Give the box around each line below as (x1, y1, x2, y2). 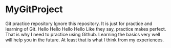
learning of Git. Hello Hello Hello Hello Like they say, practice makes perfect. (5, 26, 166, 32)
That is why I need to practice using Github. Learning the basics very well (5, 31, 160, 37)
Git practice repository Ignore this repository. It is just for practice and (5, 20, 153, 27)
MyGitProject (5, 4, 63, 15)
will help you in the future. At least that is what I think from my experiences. (5, 37, 164, 43)
